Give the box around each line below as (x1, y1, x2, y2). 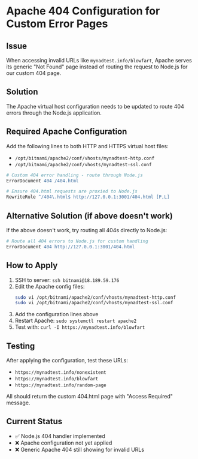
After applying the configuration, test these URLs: (6, 357, 129, 364)
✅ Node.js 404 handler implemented (14, 432, 106, 439)
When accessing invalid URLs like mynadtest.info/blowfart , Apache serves (6, 57, 193, 64)
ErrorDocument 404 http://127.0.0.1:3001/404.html (6, 244, 135, 250)
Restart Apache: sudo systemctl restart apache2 (14, 317, 137, 325)
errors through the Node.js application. (6, 109, 102, 116)
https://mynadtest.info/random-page (14, 382, 106, 388)
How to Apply (6, 260, 58, 271)
